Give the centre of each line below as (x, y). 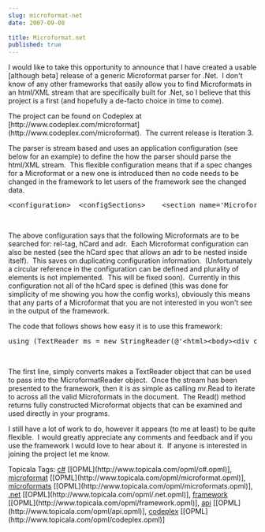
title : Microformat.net (47, 37)
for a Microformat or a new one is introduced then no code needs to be (123, 174)
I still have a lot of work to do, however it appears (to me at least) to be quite (132, 429)
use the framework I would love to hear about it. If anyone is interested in (128, 446)
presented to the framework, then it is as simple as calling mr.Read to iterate (132, 388)
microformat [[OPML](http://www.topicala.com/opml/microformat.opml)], (127, 478)
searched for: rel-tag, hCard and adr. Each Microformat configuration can (128, 244)
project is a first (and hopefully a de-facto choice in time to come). (116, 101)
